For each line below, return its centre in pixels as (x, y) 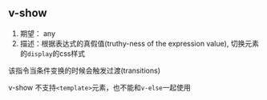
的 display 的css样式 (53, 53)
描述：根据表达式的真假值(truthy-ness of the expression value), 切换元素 (139, 43)
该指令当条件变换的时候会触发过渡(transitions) (85, 70)
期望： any (38, 33)
